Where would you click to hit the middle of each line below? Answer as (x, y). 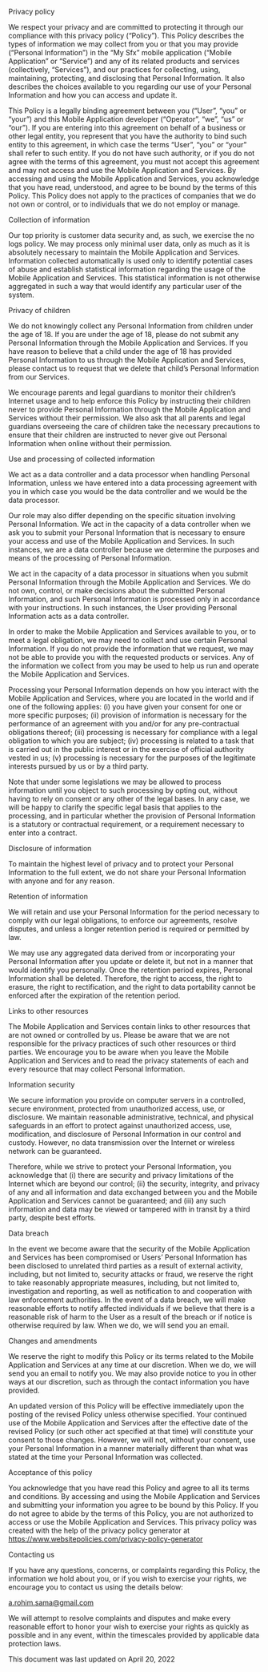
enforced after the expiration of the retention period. (94, 995)
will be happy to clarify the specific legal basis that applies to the (115, 807)
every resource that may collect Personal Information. (97, 1069)
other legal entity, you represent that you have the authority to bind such (128, 136)
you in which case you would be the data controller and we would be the (128, 491)
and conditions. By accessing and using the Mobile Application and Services (134, 1496)
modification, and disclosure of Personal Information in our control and (125, 1134)
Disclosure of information (50, 848)
